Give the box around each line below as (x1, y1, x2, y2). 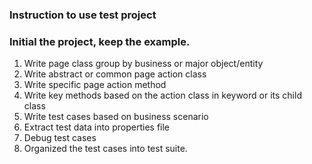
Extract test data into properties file (23, 121, 170, 133)
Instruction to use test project (9, 8, 157, 22)
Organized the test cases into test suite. (23, 143, 188, 155)
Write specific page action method (23, 79, 167, 91)
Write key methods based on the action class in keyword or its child (23, 89, 302, 102)
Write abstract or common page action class (23, 68, 207, 80)
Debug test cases (23, 132, 97, 144)
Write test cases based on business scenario (23, 111, 209, 123)
